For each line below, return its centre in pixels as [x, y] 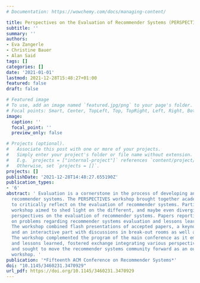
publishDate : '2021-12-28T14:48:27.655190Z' [62, 177]
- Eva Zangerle [25, 45]
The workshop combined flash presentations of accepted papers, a [96, 227]
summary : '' [21, 33]
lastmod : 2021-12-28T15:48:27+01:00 [51, 78]
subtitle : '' [22, 28]
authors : [17, 39]
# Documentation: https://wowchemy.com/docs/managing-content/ [86, 12]
